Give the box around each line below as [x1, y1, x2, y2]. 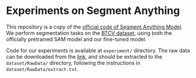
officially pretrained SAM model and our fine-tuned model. [6, 36, 147, 42]
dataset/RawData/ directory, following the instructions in [6, 59, 140, 66]
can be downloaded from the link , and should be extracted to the [6, 53, 163, 60]
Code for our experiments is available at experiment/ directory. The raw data [6, 47, 190, 54]
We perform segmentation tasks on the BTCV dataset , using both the [6, 29, 173, 36]
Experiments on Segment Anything [6, 4, 180, 17]
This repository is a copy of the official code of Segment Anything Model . [6, 23, 183, 30]
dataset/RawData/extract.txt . [6, 65, 79, 72]
